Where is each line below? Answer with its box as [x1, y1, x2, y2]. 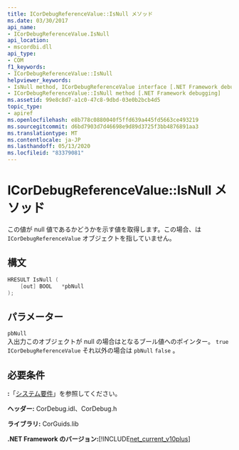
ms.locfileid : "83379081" [7, 150, 84, 157]
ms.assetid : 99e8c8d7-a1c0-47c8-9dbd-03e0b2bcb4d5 [7, 97, 161, 104]
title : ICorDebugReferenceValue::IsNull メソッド [7, 10, 153, 18]
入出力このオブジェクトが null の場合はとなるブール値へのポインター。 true [7, 337, 229, 346]
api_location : [7, 37, 50, 44]
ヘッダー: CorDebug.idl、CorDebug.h [7, 404, 117, 413]
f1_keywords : [7, 63, 46, 70]
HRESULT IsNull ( [7, 276, 59, 283]
